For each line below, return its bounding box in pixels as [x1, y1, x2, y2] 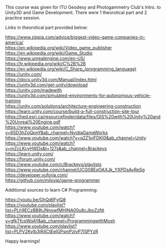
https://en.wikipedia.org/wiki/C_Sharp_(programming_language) [5, 66, 137, 72]
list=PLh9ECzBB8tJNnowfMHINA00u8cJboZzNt [5, 207, 105, 213]
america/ [5, 39, 24, 45]
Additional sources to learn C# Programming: [5, 187, 98, 193]
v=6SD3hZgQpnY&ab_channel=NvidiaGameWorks [5, 130, 108, 135]
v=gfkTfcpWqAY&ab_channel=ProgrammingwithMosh [5, 218, 116, 224]
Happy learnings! [5, 238, 40, 244]
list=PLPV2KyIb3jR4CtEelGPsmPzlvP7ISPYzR [5, 229, 98, 234]
